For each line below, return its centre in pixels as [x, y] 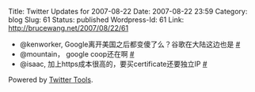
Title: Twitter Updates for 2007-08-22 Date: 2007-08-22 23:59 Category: [128, 11]
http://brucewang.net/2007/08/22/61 [69, 28]
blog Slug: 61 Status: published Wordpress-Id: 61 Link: [96, 20]
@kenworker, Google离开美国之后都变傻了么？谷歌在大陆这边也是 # [130, 44]
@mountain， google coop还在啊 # [77, 54]
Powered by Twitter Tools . [51, 79]
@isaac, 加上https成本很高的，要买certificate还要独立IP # [113, 64]
